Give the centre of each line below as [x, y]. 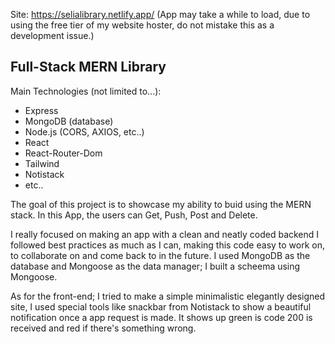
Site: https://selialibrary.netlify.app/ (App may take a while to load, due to [160, 14]
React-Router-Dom [63, 153]
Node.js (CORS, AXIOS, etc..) [84, 131]
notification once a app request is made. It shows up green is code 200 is [161, 317]
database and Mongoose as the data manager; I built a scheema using [155, 266]
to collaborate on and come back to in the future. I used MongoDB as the [160, 255]
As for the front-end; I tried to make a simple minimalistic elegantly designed [168, 296]
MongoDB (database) [69, 121]
